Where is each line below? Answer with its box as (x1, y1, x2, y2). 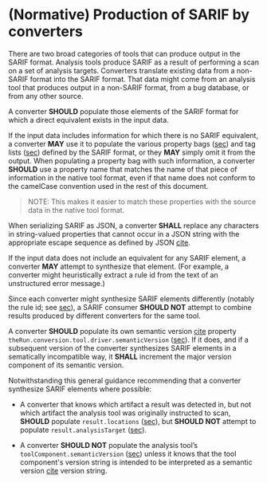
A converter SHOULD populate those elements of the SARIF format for (8, 106, 239, 116)
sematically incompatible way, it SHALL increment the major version (8, 351, 232, 361)
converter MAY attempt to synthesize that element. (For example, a (8, 261, 230, 271)
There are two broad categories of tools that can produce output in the (8, 49, 241, 58)
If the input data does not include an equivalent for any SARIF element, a (8, 253, 246, 262)
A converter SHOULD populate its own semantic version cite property (8, 326, 237, 336)
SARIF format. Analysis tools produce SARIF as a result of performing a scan (8, 57, 259, 67)
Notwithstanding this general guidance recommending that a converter (8, 375, 241, 385)
